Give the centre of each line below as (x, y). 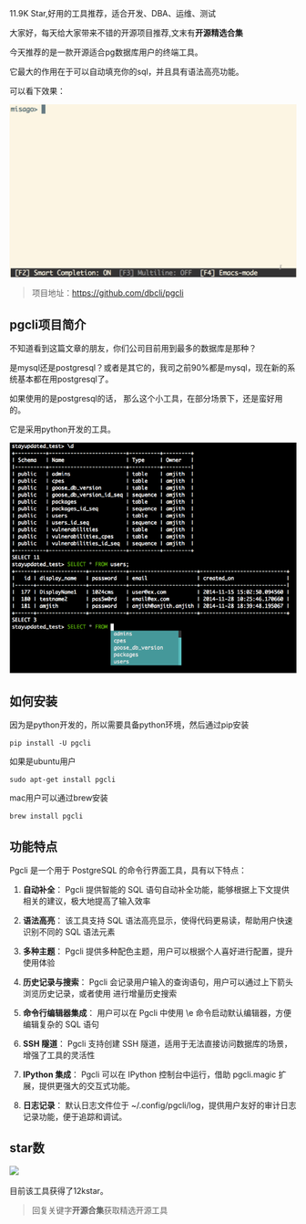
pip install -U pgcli (51, 743)
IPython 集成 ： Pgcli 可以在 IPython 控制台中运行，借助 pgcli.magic (149, 1074)
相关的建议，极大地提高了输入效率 (87, 901)
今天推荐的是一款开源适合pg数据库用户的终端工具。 (106, 52)
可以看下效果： (37, 91)
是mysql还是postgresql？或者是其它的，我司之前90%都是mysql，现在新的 (148, 367)
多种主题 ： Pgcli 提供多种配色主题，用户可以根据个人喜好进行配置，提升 (158, 951)
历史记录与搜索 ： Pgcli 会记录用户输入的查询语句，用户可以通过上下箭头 (158, 982)
